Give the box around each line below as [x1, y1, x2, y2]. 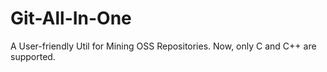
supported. [10, 50, 56, 62]
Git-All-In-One [10, 7, 132, 30]
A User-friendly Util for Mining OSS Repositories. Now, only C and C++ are [10, 40, 317, 52]
